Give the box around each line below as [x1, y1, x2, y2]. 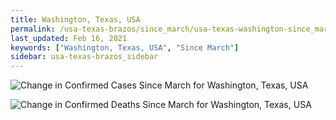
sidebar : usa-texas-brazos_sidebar [10, 52, 159, 62]
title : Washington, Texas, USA [10, 14, 141, 25]
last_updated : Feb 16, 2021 [10, 33, 128, 43]
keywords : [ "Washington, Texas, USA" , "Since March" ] [10, 42, 240, 53]
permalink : [10, 24, 56, 34]
